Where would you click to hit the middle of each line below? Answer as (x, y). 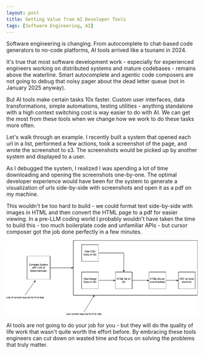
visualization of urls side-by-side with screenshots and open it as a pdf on (99, 188)
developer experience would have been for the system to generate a (92, 181)
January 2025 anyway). (36, 88)
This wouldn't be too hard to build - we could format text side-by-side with (100, 206)
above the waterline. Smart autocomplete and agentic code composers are (100, 75)
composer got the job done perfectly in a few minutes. (74, 232)
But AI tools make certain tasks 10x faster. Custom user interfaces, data (96, 100)
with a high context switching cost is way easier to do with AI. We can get (98, 113)
